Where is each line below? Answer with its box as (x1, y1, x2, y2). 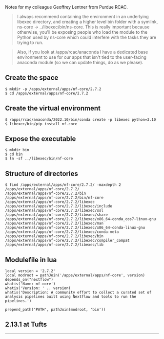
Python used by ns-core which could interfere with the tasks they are (17, 34, 157, 40)
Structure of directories (5, 169, 78, 178)
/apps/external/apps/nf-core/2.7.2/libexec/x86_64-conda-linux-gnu (5, 225, 145, 230)
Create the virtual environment (5, 104, 101, 113)
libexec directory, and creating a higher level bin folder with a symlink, (17, 19, 158, 24)
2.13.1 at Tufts (5, 320, 47, 329)
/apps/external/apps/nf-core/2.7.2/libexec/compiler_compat (5, 238, 130, 243)
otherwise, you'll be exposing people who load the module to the (17, 29, 148, 35)
